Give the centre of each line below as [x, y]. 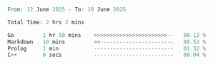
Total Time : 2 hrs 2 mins [46, 22]
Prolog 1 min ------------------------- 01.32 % [106, 48]
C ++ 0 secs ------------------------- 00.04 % [106, 55]
